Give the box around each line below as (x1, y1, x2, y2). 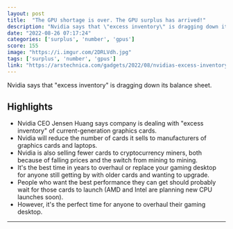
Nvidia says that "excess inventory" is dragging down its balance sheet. (7, 80, 212, 89)
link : (7, 62, 23, 69)
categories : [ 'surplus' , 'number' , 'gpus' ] (7, 36, 135, 43)
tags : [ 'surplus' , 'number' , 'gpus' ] (7, 56, 116, 62)
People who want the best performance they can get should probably (17, 178, 216, 187)
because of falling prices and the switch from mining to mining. (17, 156, 198, 164)
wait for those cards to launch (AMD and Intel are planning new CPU (17, 185, 213, 194)
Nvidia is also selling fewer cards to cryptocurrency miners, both (17, 149, 202, 157)
